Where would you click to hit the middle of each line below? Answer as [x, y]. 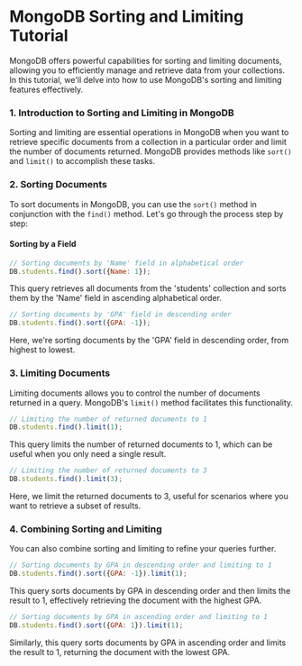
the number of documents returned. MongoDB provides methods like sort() [151, 151]
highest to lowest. [42, 350]
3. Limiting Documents [60, 373]
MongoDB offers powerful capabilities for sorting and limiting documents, [146, 60]
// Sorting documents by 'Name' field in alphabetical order [127, 263]
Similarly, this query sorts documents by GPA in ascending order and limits [148, 643]
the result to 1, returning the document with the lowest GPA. [120, 652]
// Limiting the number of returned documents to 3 [108, 470]
